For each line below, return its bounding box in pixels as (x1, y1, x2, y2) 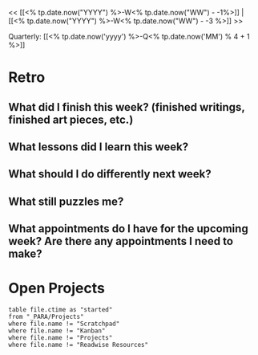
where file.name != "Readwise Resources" (8, 341, 149, 349)
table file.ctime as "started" (8, 306, 113, 314)
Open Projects (8, 280, 106, 297)
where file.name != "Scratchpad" (8, 320, 120, 328)
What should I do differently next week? (8, 167, 212, 181)
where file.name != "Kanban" (8, 327, 106, 335)
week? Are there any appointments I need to (8, 235, 234, 248)
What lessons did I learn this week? (8, 140, 189, 153)
